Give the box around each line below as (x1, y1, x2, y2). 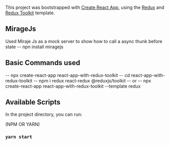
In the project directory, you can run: (5, 111, 82, 117)
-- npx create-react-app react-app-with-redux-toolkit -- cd (5, 72, 131, 78)
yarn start (5, 134, 32, 140)
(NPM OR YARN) (5, 121, 40, 128)
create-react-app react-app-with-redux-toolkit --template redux (5, 83, 141, 89)
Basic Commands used (5, 58, 80, 67)
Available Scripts (5, 98, 60, 107)
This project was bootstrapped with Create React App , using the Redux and (5, 5, 165, 10)
